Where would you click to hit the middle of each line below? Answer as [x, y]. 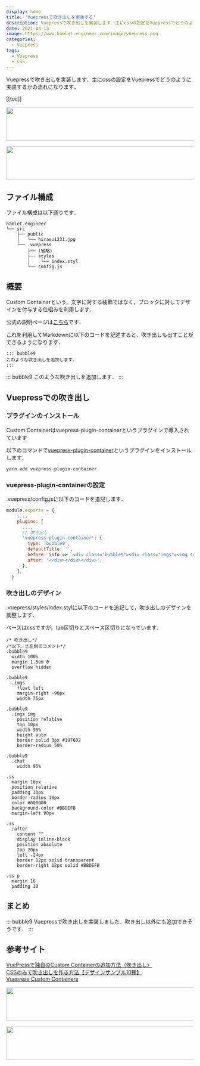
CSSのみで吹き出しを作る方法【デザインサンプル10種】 [74, 972]
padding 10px [28, 792]
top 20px [28, 850]
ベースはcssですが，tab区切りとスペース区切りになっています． [84, 627]
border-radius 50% [40, 745]
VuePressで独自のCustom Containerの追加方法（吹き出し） [79, 965]
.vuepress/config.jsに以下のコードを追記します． [66, 499]
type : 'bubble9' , [49, 544]
